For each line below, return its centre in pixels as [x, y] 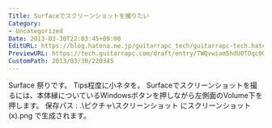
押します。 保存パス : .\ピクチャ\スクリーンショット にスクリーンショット [130, 105]
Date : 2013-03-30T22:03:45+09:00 [65, 38]
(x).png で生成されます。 [49, 115]
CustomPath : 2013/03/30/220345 [61, 62]
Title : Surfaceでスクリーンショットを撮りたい [79, 16]
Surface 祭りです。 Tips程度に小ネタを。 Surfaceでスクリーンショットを [130, 85]
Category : [25, 23]
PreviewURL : [28, 53]
